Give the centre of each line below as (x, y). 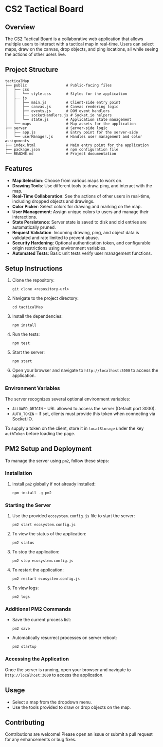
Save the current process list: (42, 620)
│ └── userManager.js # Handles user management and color (74, 136)
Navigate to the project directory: (45, 298)
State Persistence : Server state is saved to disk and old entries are (79, 222)
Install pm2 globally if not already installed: (54, 484)
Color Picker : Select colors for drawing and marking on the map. (77, 206)
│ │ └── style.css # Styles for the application (66, 94)
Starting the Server (28, 505)
